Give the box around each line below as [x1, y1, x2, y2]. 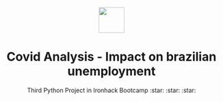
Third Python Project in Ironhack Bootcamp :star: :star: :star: [27, 86, 196, 95]
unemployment [67, 63, 156, 79]
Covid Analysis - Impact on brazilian [6, 49, 217, 65]
